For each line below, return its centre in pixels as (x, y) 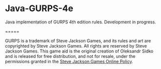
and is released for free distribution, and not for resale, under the (70, 56)
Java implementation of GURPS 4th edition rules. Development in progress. (80, 22)
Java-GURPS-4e (39, 9)
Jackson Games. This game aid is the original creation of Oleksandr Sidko (79, 51)
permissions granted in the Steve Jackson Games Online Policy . (69, 61)
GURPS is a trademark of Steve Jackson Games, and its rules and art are (78, 41)
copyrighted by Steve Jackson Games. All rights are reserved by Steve (76, 46)
